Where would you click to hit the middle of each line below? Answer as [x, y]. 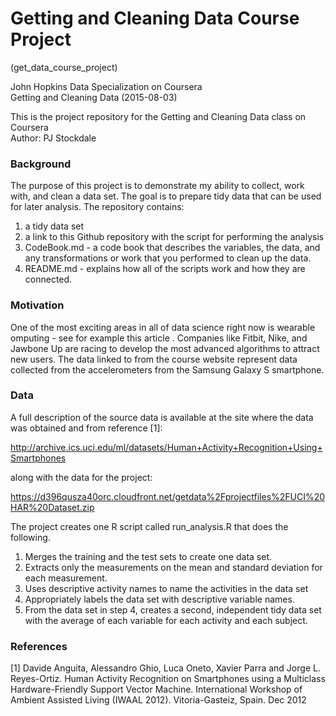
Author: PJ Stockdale [53, 138]
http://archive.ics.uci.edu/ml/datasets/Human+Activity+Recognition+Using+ [166, 447]
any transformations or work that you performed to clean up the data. [168, 258]
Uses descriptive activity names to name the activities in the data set [166, 588]
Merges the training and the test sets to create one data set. [148, 556]
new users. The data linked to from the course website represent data [154, 359]
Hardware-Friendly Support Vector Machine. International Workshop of [156, 689]
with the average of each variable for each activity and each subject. [166, 620]
